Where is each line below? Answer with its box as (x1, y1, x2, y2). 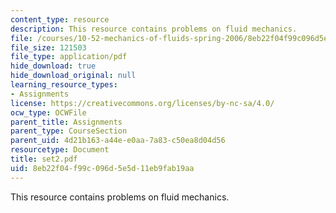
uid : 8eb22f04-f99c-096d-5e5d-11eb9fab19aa (10, 163, 195, 173)
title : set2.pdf (10, 154, 78, 164)
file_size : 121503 (10, 42, 87, 53)
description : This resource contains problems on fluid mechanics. (10, 24, 298, 34)
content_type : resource (10, 14, 110, 25)
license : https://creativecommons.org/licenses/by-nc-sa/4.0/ (10, 98, 275, 108)
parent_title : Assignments (10, 117, 123, 127)
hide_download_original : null (10, 71, 137, 81)
